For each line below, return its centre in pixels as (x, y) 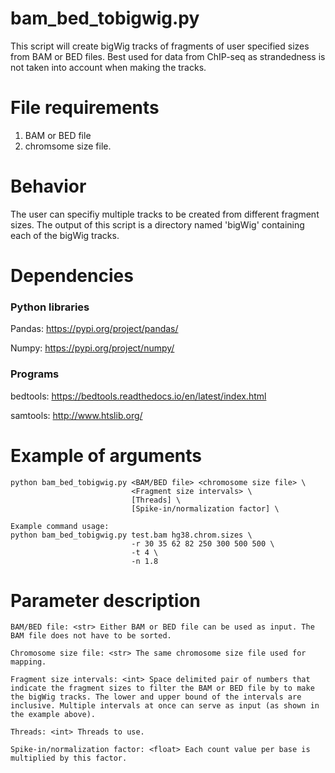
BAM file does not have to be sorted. (91, 636)
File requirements (85, 108)
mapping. (28, 662)
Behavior (48, 186)
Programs (35, 374)
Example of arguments (106, 455)
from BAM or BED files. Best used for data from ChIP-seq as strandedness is (168, 56)
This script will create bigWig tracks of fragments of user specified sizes (160, 46)
